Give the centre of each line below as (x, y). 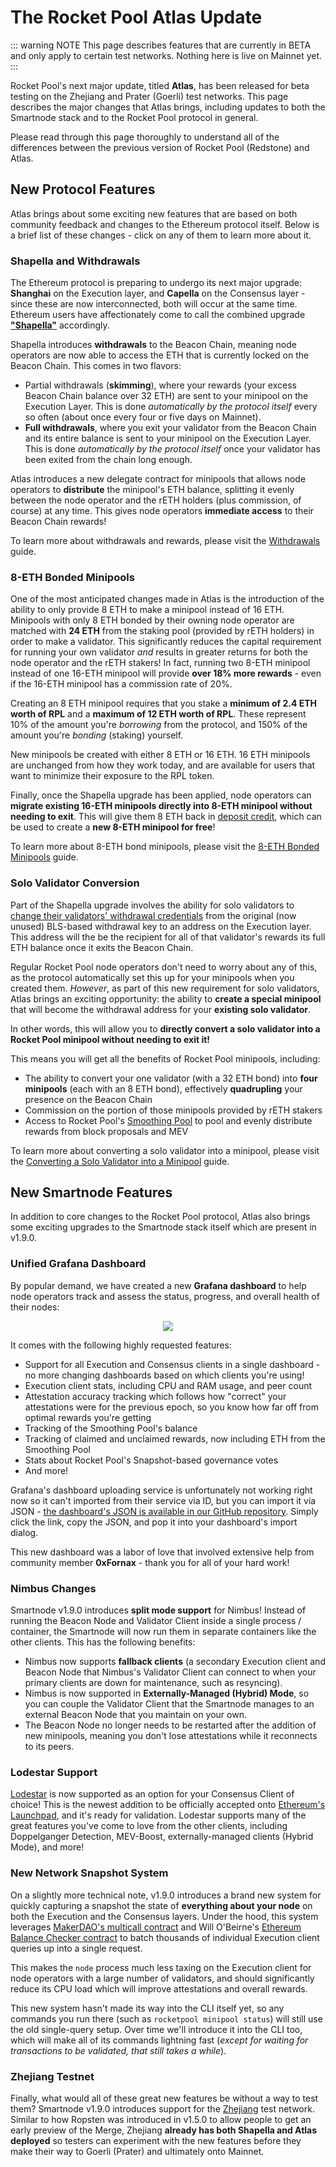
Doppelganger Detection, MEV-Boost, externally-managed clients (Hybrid (162, 1837)
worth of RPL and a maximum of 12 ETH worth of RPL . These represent (158, 714)
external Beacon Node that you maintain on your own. (135, 1715)
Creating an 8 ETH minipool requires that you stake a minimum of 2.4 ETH (163, 703)
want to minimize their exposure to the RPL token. (112, 776)
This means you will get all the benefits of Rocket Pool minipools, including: (165, 1058)
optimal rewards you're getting (88, 1417)
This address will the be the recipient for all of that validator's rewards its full (168, 937)
